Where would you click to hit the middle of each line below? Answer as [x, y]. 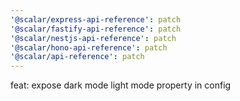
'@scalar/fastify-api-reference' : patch [96, 29]
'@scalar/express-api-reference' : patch [96, 19]
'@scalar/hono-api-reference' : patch [89, 47]
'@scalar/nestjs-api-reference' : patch [93, 38]
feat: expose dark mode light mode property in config [121, 85]
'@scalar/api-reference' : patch [77, 57]
